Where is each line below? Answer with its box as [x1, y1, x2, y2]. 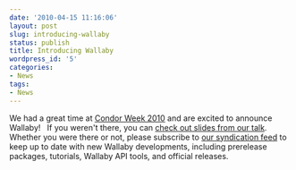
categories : [9, 64, 54, 72]
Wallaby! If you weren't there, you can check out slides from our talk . [9, 122, 267, 132]
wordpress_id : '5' [9, 55, 78, 64]
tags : [9, 80, 30, 89]
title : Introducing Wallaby [9, 47, 114, 55]
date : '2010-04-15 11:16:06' [9, 13, 118, 22]
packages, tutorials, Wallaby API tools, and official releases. [9, 150, 229, 161]
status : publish [9, 38, 70, 47]
